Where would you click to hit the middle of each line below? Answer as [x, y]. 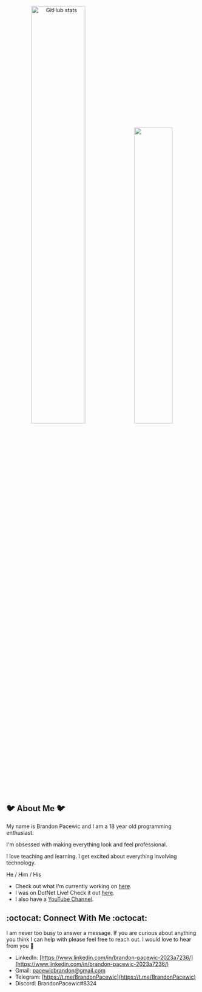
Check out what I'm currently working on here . [73, 886]
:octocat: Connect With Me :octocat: [77, 918]
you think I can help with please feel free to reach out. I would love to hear [99, 939]
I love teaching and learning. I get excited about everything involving [92, 856]
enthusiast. [20, 832]
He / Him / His [24, 874]
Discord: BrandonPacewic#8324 [56, 983]
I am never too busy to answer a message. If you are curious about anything [101, 933]
